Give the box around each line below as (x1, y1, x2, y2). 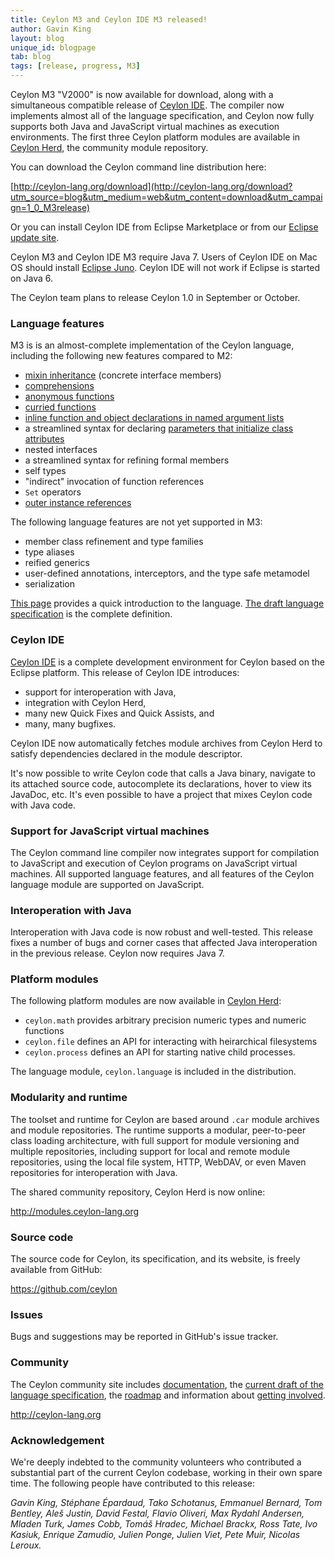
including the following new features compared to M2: (10, 350, 233, 362)
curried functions (24, 401, 97, 413)
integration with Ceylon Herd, (24, 696, 147, 708)
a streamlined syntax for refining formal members (24, 454, 230, 466)
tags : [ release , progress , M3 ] (10, 61, 141, 71)
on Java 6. (10, 272, 54, 284)
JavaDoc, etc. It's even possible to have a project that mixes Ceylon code (10, 788, 313, 800)
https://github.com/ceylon (10, 1283, 118, 1295)
